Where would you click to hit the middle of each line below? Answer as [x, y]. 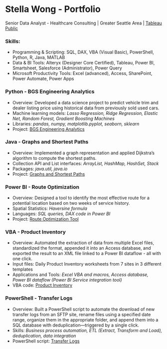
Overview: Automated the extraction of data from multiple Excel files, [83, 243]
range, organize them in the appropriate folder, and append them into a [85, 320]
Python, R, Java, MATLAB [39, 57]
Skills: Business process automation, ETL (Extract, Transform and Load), [87, 330]
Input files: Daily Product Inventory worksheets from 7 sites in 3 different [87, 264]
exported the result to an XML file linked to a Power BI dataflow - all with [86, 254]
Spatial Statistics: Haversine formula [50, 209]
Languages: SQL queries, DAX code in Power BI [61, 214]
